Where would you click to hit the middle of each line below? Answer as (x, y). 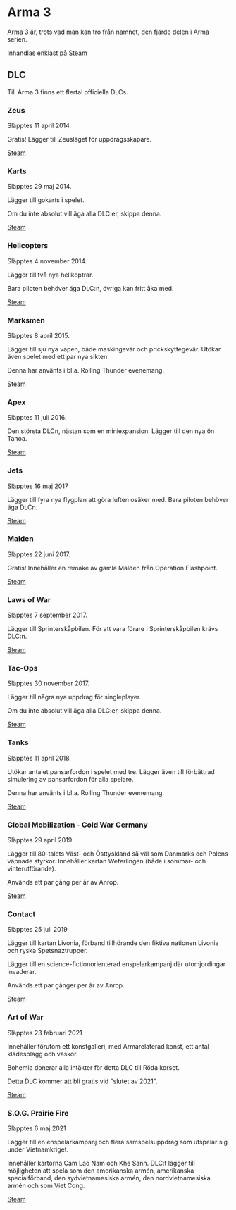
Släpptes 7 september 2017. (48, 615)
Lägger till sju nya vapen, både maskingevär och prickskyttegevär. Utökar (114, 349)
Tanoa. (17, 439)
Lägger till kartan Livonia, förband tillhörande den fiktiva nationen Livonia (113, 943)
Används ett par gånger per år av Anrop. (66, 985)
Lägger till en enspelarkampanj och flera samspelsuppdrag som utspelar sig (117, 1142)
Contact (21, 914)
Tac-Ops (23, 668)
